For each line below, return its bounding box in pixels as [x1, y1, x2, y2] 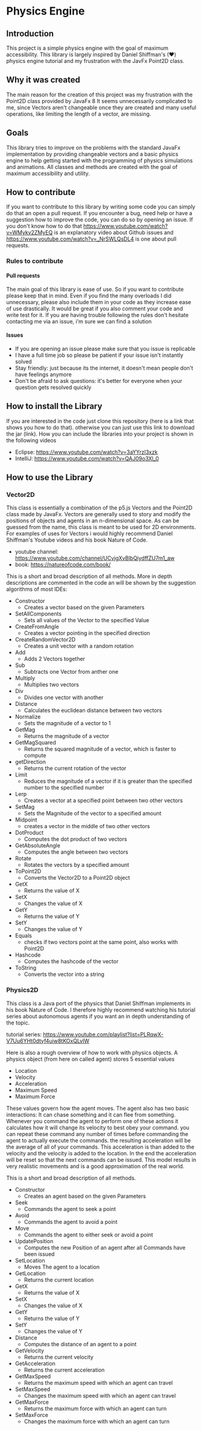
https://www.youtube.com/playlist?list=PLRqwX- [43, 1031, 164, 1038]
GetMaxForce [14, 1398, 49, 1406]
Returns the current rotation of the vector [24, 765, 127, 772]
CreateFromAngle [14, 623, 59, 631]
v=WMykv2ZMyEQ [6, 229, 53, 236]
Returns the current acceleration [24, 1366, 105, 1373]
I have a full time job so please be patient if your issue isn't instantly [14, 351, 184, 359]
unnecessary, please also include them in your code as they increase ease [6, 298, 192, 305]
